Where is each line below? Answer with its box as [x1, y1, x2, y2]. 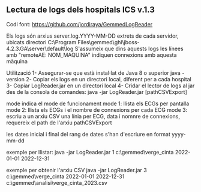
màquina [6, 57, 28, 65]
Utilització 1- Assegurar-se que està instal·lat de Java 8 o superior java [6, 69, 181, 77]
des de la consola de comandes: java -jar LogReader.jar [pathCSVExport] [6, 88, 187, 95]
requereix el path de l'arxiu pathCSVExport [6, 119, 112, 126]
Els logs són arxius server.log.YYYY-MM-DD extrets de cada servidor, [6, 32, 179, 39]
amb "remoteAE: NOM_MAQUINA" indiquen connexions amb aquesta [6, 51, 177, 59]
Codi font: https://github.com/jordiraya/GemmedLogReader [6, 20, 153, 28]
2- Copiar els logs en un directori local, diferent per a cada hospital [26, 75, 192, 83]
